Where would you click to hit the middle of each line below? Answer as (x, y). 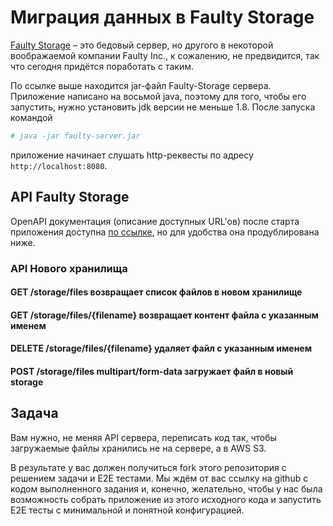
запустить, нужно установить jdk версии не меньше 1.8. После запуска (163, 107)
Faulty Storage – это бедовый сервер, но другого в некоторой (142, 45)
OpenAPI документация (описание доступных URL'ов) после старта (155, 221)
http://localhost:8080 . (59, 165)
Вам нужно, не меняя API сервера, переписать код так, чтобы (143, 437)
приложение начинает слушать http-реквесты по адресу (132, 155)
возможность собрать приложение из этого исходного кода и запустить (166, 499)
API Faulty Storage (70, 197)
